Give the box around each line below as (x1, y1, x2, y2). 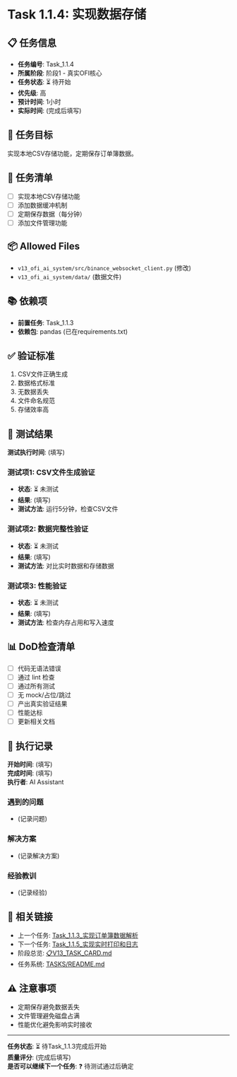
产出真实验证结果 (17, 699, 68, 708)
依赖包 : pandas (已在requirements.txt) (17, 327, 128, 336)
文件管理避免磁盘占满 (17, 1011, 80, 1020)
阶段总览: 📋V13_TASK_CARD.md (17, 948, 112, 957)
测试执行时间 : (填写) (7, 448, 66, 457)
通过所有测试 (17, 682, 55, 690)
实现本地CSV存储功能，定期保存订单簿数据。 (7, 149, 138, 158)
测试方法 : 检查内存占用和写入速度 (17, 618, 114, 627)
